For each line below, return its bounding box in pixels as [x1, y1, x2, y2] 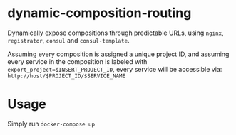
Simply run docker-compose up [7, 119, 95, 128]
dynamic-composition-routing [7, 5, 192, 21]
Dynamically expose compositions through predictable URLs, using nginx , [7, 28, 224, 37]
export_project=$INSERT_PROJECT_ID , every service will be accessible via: [7, 65, 222, 73]
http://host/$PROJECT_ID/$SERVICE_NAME [7, 72, 126, 80]
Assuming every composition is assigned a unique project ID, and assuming [7, 50, 230, 58]
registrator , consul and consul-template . [7, 36, 130, 44]
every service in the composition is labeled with [7, 57, 148, 65]
